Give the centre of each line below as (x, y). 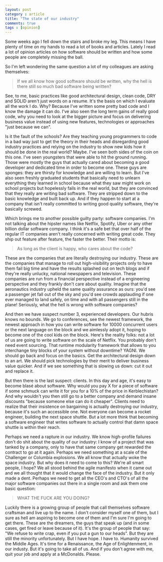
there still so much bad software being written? (64, 86)
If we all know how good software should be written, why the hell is (84, 81)
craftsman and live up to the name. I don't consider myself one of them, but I (82, 513)
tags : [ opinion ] (23, 28)
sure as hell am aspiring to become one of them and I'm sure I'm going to (78, 518)
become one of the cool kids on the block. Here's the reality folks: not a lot (80, 335)
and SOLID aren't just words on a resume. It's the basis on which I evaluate (80, 101)
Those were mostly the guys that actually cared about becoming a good (77, 162)
